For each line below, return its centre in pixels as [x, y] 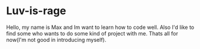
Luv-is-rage [36, 11]
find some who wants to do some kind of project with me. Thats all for [92, 33]
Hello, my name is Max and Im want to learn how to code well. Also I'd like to [100, 27]
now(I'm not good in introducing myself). [56, 40]
